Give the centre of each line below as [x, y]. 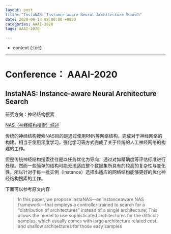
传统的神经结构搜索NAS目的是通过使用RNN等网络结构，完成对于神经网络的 [84, 136]
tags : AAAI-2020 [22, 29]
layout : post [19, 10]
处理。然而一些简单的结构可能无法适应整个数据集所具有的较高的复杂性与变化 [85, 166]
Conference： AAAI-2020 [62, 75]
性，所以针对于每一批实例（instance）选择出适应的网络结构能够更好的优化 [83, 172]
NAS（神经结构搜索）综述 [32, 125]
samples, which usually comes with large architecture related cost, [88, 221]
